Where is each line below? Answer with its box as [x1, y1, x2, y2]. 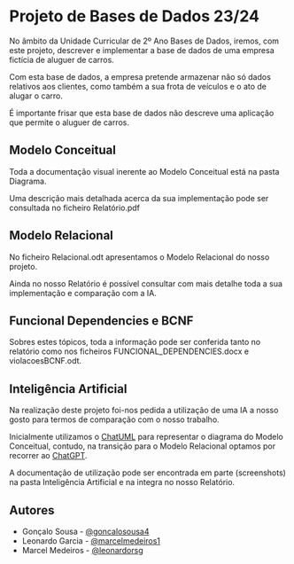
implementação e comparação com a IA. [9, 287, 157, 298]
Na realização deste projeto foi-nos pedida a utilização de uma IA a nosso [9, 405, 279, 416]
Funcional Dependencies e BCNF [9, 313, 194, 328]
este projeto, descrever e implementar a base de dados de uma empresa [9, 44, 275, 55]
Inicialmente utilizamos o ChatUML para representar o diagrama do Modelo [9, 432, 283, 443]
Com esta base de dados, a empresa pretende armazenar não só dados [9, 71, 272, 82]
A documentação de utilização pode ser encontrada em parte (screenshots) [9, 467, 286, 478]
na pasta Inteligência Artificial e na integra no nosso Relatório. [9, 477, 236, 488]
